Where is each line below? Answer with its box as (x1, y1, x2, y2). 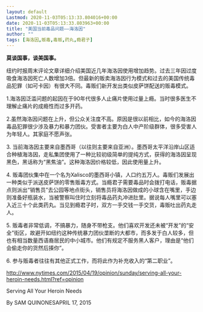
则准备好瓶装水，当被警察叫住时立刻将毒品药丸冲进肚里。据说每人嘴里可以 (6, 194, 192, 201)
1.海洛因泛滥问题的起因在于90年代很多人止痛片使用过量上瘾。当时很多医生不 (6, 95, 197, 102)
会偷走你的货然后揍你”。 (6, 244, 68, 251)
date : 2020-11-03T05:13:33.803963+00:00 (6, 20, 110, 26)
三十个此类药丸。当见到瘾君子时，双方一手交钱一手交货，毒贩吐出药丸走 (16, 202, 197, 208)
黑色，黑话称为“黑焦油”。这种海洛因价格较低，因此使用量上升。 (6, 158, 165, 165)
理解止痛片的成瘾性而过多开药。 (6, 103, 86, 109)
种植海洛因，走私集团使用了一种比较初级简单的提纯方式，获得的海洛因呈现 (11, 151, 197, 158)
